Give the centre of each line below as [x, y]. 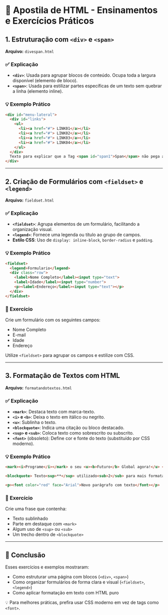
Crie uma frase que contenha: [36, 509]
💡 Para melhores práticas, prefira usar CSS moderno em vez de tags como [82, 602]
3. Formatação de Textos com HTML [62, 376]
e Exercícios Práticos [49, 21]
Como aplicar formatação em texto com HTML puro [65, 593]
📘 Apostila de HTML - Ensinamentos [81, 10]
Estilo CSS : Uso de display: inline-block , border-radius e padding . [83, 240]
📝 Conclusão [25, 555]
